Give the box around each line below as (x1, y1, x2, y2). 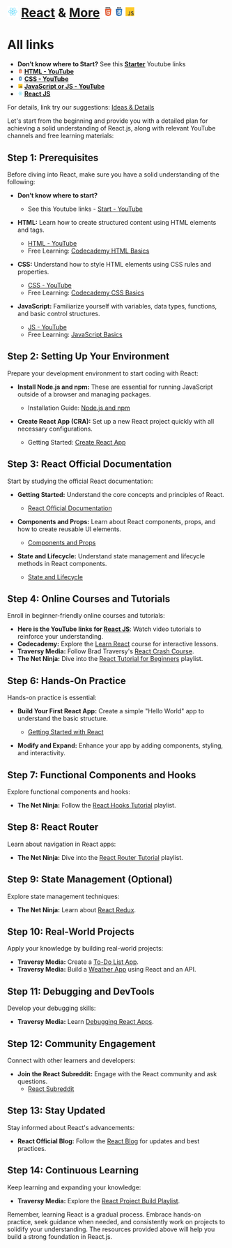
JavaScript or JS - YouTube (24, 82, 105, 91)
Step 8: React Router (7, 822, 99, 833)
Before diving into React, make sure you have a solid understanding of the (7, 170, 219, 179)
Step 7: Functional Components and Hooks (7, 769, 196, 781)
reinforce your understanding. (17, 632, 104, 641)
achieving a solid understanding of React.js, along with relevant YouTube (7, 124, 216, 133)
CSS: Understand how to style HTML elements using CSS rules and (17, 260, 211, 268)
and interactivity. (17, 749, 66, 757)
